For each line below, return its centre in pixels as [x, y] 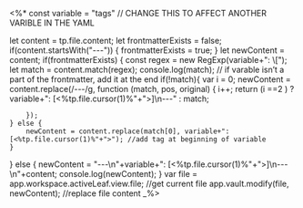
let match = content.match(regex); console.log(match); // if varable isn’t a [147, 69]
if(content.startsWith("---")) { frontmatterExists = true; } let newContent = [147, 50]
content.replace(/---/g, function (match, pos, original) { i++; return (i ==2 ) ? [152, 89]
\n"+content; [33, 174]
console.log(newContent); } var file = [128, 174]
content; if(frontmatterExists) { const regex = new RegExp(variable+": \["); [148, 60]
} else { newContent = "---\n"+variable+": [88, 164]
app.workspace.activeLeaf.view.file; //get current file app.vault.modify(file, [149, 183]
